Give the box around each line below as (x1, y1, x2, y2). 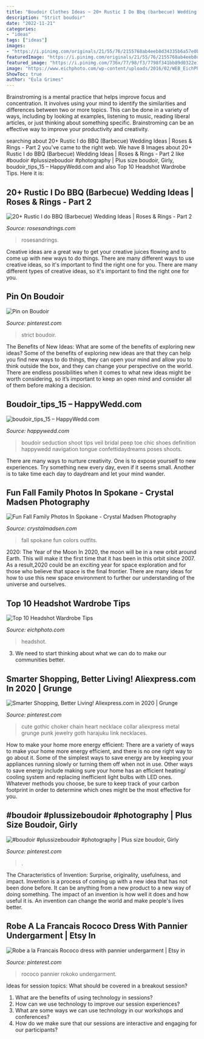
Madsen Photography (6, 497, 90, 507)
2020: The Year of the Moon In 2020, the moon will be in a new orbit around (6, 548, 197, 556)
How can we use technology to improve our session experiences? (15, 1000, 180, 1007)
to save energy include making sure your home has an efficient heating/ (6, 767, 186, 774)
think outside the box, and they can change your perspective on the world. (6, 362, 193, 369)
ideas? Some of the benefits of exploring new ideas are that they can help (6, 349, 191, 356)
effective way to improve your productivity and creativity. (6, 126, 149, 133)
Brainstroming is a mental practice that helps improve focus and (6, 94, 166, 101)
